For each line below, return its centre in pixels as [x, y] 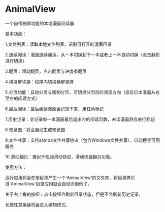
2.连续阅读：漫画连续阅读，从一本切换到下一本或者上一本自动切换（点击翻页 [82, 55]
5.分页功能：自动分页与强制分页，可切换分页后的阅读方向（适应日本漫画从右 [82, 92]
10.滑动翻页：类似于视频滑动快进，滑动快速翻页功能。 [60, 156]
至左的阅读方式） [22, 98]
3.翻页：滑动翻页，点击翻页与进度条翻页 [46, 71]
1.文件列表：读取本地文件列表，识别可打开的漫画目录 [58, 44]
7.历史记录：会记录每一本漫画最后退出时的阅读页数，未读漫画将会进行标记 [80, 119]
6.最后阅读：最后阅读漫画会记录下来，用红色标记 [55, 109]
